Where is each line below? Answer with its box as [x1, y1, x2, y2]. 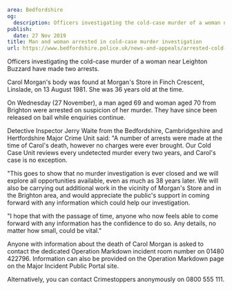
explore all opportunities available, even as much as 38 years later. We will [7, 176, 219, 185]
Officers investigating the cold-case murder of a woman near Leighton [7, 57, 208, 65]
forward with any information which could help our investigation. [7, 198, 191, 207]
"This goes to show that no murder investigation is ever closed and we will [7, 169, 219, 178]
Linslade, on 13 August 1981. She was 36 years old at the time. [7, 85, 184, 94]
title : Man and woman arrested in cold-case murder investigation [7, 39, 202, 45]
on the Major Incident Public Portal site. [7, 262, 119, 270]
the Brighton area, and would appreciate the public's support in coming [7, 191, 210, 200]
